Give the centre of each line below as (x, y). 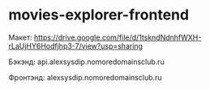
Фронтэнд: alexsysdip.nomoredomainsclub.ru (85, 77)
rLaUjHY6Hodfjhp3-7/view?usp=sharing (76, 45)
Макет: (20, 37)
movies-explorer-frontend (99, 15)
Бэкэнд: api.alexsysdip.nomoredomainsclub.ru (86, 62)
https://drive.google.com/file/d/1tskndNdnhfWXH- (118, 37)
